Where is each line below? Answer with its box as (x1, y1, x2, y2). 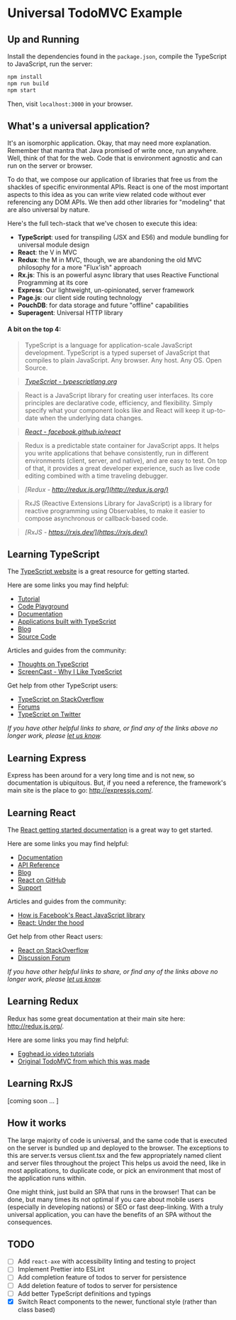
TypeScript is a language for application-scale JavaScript (24, 340, 193, 349)
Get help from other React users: (7, 933, 103, 941)
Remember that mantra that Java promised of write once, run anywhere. (7, 146, 218, 155)
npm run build (7, 80, 50, 87)
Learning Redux (7, 995, 79, 1007)
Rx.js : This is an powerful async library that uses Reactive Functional (17, 271, 219, 279)
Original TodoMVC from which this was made (17, 1057, 150, 1066)
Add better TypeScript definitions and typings (17, 1289, 151, 1298)
